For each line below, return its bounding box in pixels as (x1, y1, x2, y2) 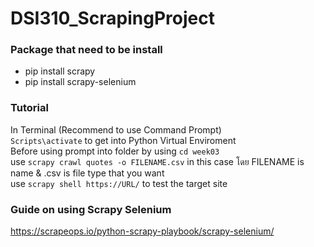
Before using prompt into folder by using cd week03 (10, 145, 220, 157)
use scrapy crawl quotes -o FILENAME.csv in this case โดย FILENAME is (10, 155, 305, 167)
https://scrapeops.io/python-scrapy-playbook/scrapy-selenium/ (10, 225, 275, 237)
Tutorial (10, 101, 49, 115)
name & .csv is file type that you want (10, 167, 165, 179)
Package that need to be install (10, 43, 163, 57)
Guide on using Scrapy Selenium (10, 202, 172, 216)
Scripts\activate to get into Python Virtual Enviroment (10, 134, 237, 146)
